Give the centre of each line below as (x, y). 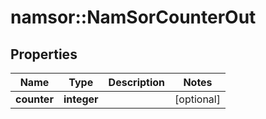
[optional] (197, 99)
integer (81, 99)
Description (137, 82)
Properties (44, 54)
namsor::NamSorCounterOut (133, 17)
